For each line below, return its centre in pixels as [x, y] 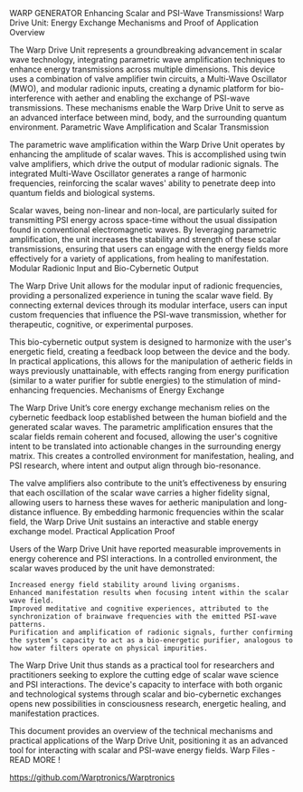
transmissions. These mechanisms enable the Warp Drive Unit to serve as [147, 108]
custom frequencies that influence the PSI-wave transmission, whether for [148, 315]
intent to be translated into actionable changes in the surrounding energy [146, 446]
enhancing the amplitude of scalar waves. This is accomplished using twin [148, 154]
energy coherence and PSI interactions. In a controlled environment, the [143, 558]
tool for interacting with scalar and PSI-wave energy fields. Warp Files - [142, 750]
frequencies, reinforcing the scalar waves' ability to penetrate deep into [142, 183]
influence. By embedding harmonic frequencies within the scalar [164, 512]
